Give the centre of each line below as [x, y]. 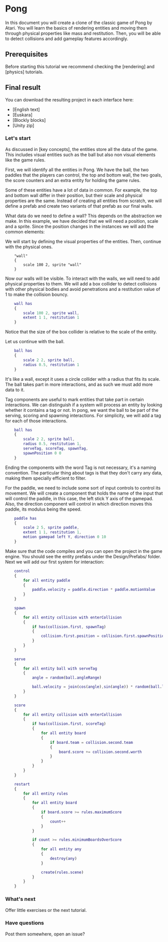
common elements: [25, 232]
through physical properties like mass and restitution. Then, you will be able [83, 33]
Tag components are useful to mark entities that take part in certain [74, 399]
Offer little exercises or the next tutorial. [46, 910]
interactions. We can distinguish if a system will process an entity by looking [84, 405]
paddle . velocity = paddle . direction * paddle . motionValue [93, 590]
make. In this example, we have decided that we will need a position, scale [82, 221]
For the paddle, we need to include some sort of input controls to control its [83, 488]
